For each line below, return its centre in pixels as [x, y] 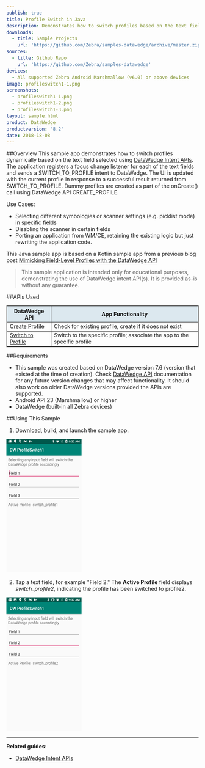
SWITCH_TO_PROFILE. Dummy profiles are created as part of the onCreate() [102, 186]
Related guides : [27, 746]
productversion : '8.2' [35, 129]
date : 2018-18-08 [28, 135]
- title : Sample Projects [45, 39]
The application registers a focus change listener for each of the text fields [100, 166]
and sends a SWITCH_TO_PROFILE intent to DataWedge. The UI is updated [100, 173]
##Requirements [27, 356]
